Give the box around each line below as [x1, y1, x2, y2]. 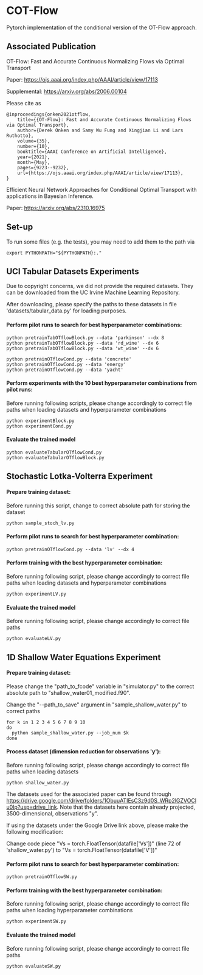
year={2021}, [17, 153, 50, 160]
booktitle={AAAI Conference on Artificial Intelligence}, [17, 149, 167, 155]
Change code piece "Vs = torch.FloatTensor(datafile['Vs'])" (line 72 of [6, 840, 181, 847]
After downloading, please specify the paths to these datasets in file [6, 301, 177, 308]
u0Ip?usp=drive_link [6, 803, 57, 811]
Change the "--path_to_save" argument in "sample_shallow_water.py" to [6, 701, 187, 708]
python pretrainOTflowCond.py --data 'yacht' [6, 367, 123, 373]
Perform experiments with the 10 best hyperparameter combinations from [6, 379, 198, 387]
